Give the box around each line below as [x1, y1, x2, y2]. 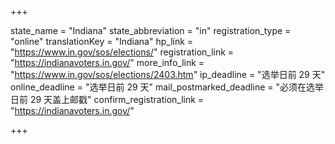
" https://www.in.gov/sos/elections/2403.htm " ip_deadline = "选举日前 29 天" [10, 69, 326, 80]
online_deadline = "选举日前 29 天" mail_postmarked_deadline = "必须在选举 [10, 81, 324, 93]
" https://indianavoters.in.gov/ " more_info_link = [10, 57, 205, 68]
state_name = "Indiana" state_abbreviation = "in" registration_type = [10, 25, 292, 36]
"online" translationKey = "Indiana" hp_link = [10, 36, 194, 47]
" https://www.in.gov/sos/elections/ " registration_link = [10, 46, 235, 58]
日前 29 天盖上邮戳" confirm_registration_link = [10, 94, 205, 105]
